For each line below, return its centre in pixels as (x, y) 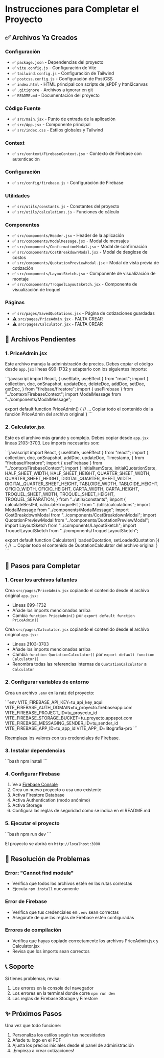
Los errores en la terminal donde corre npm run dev (64, 993)
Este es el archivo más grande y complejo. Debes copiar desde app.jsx (77, 438)
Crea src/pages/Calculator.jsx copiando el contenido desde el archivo (77, 629)
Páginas (15, 303)
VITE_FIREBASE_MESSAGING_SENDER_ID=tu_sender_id (62, 723)
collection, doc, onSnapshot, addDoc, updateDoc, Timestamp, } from (75, 458)
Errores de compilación (33, 930)
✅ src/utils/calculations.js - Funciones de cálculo (66, 212)
